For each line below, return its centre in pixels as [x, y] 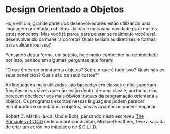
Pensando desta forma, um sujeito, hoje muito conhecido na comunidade [82, 55]
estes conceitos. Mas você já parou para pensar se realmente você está [80, 34]
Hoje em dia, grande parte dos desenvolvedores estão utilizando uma [78, 23]
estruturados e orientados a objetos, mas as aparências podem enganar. [81, 106]
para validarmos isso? [28, 44]
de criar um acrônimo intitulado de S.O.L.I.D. [51, 127]
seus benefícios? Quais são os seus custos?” [53, 75]
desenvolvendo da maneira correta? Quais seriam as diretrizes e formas [80, 39]
